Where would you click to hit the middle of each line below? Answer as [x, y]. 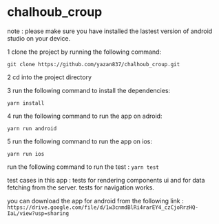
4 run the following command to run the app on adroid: [85, 116]
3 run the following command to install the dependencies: [89, 90]
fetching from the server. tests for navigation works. [81, 187]
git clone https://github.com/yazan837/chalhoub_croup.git [94, 64]
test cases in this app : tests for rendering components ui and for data [106, 180]
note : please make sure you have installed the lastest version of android [110, 31]
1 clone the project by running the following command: [84, 52]
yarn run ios [26, 154]
